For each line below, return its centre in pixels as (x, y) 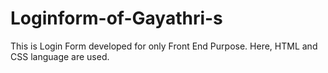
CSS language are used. (60, 56)
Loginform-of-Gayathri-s (116, 18)
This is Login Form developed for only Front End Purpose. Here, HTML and (164, 46)
